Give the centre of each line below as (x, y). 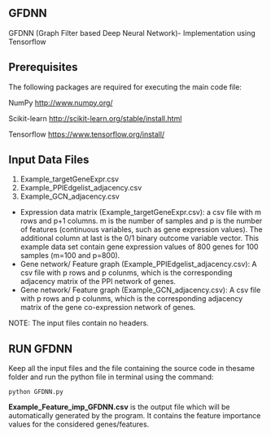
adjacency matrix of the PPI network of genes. (98, 282)
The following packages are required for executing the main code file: (125, 87)
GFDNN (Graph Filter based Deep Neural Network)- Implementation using (132, 33)
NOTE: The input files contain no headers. (79, 323)
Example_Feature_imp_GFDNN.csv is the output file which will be (119, 407)
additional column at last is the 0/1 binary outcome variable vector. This (139, 238)
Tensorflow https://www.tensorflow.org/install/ (87, 134)
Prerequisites (43, 67)
